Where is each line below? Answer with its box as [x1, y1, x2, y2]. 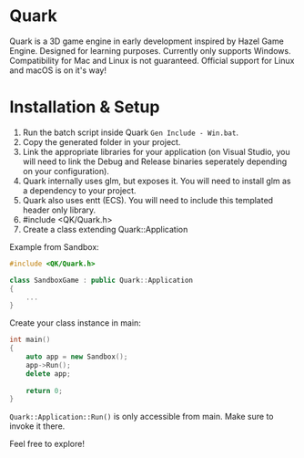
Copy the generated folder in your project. [22, 136, 181, 147]
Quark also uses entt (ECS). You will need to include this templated [22, 194, 274, 205]
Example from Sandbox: [9, 241, 100, 252]
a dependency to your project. [22, 184, 137, 196]
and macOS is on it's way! [9, 65, 107, 76]
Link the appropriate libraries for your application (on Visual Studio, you [22, 146, 291, 157]
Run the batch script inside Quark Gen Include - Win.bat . [22, 127, 239, 138]
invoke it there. [9, 421, 66, 432]
